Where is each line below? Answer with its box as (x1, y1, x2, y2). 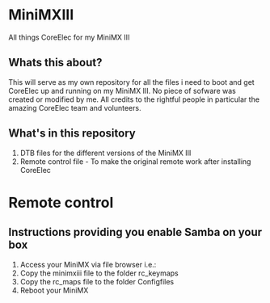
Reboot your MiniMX (19, 285, 89, 295)
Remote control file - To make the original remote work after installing (19, 156, 251, 166)
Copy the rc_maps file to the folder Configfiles (19, 276, 175, 286)
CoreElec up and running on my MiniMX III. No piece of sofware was (8, 86, 236, 95)
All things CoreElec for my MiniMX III (8, 32, 130, 42)
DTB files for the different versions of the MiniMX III (19, 148, 192, 158)
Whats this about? (8, 56, 103, 69)
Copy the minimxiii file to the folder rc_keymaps (19, 268, 179, 278)
